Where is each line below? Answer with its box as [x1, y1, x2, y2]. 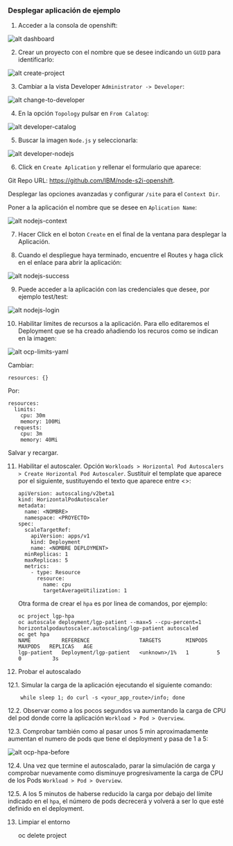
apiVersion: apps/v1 [31, 533, 90, 539]
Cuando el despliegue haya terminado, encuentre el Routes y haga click [17, 251, 224, 259]
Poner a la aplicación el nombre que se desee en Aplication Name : [8, 203, 197, 211]
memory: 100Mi [20, 418, 61, 425]
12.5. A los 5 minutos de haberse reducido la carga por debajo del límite [8, 790, 212, 798]
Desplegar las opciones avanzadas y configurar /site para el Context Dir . [8, 190, 221, 198]
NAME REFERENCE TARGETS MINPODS [17, 637, 208, 644]
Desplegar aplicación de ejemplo [8, 6, 121, 15]
